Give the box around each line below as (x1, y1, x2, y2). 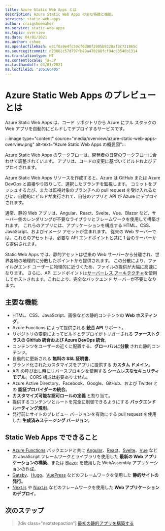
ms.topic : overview (5, 30, 45, 35)
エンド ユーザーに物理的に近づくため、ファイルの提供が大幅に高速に (18, 264, 158, 269)
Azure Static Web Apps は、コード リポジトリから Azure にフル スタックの (5, 119, 157, 125)
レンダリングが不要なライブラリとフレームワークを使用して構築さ (26, 216, 161, 222)
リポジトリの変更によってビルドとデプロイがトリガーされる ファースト (12, 331, 156, 337)
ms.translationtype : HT (5, 53, 54, 58)
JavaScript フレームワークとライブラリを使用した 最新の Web (18, 453, 143, 459)
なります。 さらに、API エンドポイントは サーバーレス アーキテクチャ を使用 (5, 270, 158, 276)
